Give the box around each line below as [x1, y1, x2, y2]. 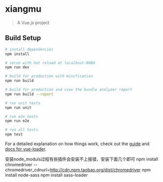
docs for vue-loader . [5, 146, 47, 152]
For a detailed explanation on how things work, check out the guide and [5, 141, 150, 147]
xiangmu [5, 3, 42, 15]
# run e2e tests [5, 114, 38, 119]
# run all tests [5, 128, 38, 132]
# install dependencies [5, 47, 54, 52]
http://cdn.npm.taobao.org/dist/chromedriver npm [49, 167, 151, 173]
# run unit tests [5, 101, 41, 105]
